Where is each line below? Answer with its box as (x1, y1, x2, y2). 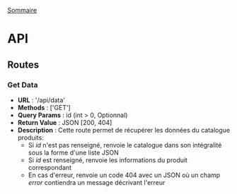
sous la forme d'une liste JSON (28, 148, 119, 157)
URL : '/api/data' (17, 95, 66, 104)
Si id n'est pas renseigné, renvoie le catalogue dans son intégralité (28, 140, 222, 149)
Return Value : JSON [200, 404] (17, 118, 112, 126)
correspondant (28, 163, 72, 171)
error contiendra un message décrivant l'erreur (28, 178, 166, 186)
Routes (7, 59, 40, 71)
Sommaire (7, 6, 37, 14)
